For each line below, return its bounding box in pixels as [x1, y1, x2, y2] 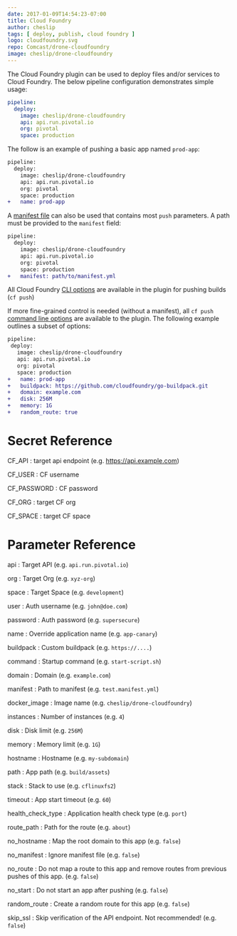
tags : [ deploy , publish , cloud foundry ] [7, 30, 135, 38]
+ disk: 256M [7, 395, 53, 403]
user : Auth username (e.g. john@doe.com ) [7, 601, 128, 610]
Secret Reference [7, 433, 112, 449]
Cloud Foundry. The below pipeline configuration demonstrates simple [7, 77, 214, 86]
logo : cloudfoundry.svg [7, 37, 78, 44]
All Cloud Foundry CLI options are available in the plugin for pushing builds [7, 285, 226, 294]
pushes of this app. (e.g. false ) [7, 872, 99, 880]
